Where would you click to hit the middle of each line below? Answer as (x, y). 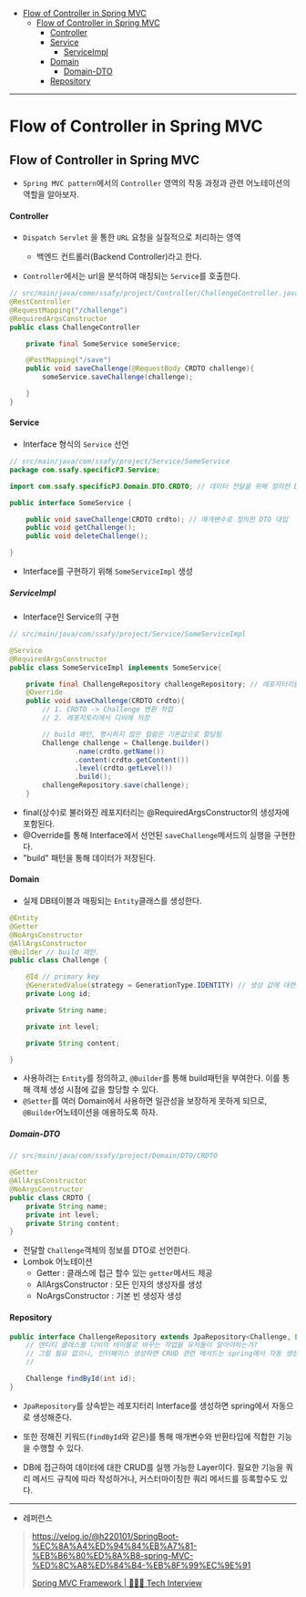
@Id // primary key (63, 977)
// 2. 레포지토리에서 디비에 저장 (96, 718)
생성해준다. (52, 1416)
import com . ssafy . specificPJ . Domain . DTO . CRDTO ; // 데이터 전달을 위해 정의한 (150, 486)
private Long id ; (59, 994)
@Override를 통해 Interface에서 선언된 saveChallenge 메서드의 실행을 (147, 835)
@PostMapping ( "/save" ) (69, 360)
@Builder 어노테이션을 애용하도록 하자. (90, 1113)
